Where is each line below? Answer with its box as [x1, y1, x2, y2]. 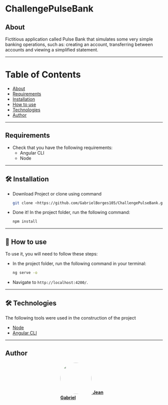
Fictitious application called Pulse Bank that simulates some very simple [5, 36, 153, 42]
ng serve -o [12, 270, 37, 275]
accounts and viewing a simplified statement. [5, 47, 98, 52]
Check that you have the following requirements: [12, 144, 113, 150]
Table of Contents [5, 69, 81, 80]
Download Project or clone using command [12, 190, 101, 196]
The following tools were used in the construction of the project [5, 314, 136, 320]
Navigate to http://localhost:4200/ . [12, 279, 88, 285]
